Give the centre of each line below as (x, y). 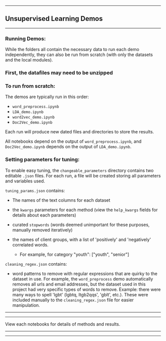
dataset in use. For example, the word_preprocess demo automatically (83, 279)
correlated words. (30, 245)
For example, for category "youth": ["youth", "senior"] (74, 254)
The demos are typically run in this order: (47, 97)
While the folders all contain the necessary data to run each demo (72, 50)
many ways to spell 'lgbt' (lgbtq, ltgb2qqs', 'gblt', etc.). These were (80, 294)
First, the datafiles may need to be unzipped (59, 73)
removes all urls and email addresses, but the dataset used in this (79, 284)
